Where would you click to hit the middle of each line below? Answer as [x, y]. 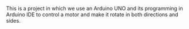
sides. [13, 21]
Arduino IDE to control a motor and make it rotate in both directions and [92, 14]
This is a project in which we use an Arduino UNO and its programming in [95, 8]
